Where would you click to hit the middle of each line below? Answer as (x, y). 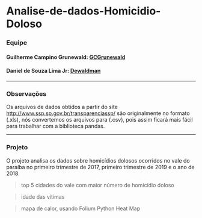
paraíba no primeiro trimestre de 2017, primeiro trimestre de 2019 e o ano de (101, 167)
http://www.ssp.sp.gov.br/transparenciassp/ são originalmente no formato (98, 113)
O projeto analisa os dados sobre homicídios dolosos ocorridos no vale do (98, 160)
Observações (26, 93)
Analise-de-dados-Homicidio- (84, 11)
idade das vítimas (43, 196)
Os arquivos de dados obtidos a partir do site (62, 107)
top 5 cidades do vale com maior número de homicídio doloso (97, 185)
